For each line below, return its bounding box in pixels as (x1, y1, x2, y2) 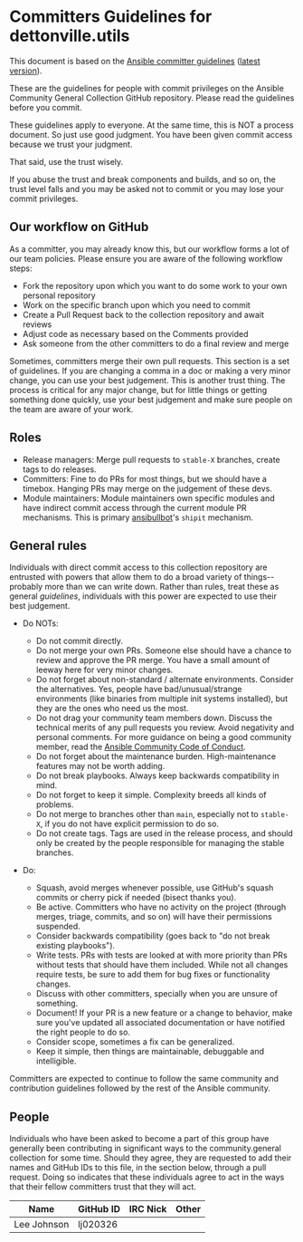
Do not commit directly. (35, 636, 124, 647)
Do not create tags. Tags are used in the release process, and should (35, 828, 294, 839)
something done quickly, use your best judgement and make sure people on (9, 394, 293, 405)
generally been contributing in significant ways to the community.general (9, 1143, 282, 1154)
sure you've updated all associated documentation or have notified (35, 1017, 286, 1028)
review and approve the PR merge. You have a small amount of (35, 655, 270, 666)
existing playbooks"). (35, 940, 116, 951)
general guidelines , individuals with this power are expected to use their (9, 591, 278, 602)
